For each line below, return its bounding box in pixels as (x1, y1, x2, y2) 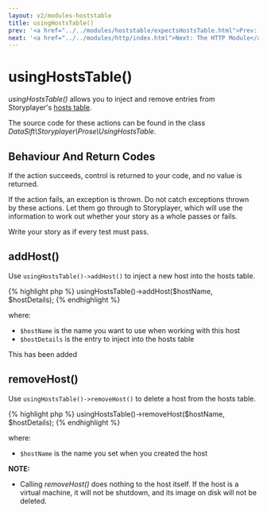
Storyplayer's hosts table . (8, 103, 92, 112)
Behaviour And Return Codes (8, 149, 156, 163)
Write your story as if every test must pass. (8, 227, 149, 236)
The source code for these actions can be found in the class (8, 118, 206, 128)
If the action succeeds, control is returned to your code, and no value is (8, 171, 242, 180)
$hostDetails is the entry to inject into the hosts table (19, 334, 195, 343)
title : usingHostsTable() (8, 19, 94, 27)
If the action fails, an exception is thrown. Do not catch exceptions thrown (8, 195, 250, 204)
